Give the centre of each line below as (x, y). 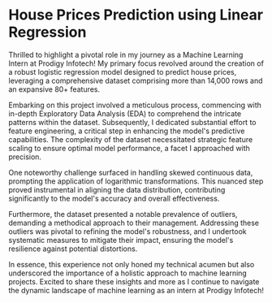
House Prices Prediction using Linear (136, 15)
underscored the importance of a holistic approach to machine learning (128, 273)
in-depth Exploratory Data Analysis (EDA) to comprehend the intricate (125, 113)
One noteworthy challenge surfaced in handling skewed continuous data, (131, 172)
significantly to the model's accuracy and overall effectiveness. (114, 198)
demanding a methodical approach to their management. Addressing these (134, 223)
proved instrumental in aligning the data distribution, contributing (117, 189)
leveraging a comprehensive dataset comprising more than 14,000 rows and (136, 80)
